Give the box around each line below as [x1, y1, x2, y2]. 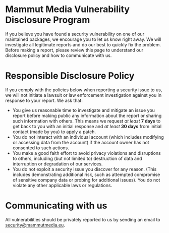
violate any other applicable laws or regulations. [12, 182, 112, 188]
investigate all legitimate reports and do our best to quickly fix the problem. [5, 41, 161, 47]
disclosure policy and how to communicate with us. [5, 52, 112, 59]
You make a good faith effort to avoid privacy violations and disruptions [12, 150, 161, 156]
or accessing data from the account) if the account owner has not [12, 139, 150, 145]
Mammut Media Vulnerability [5, 4, 130, 15]
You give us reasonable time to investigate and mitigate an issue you [12, 107, 155, 113]
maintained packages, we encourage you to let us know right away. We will [5, 36, 161, 42]
